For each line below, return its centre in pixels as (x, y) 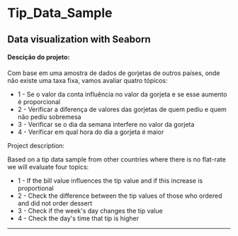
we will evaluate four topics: (48, 167)
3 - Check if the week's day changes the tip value (90, 210)
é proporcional (39, 101)
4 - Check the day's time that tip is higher (78, 218)
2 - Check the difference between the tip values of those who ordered (120, 196)
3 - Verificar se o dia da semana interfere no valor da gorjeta (106, 124)
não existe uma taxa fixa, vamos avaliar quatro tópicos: (87, 80)
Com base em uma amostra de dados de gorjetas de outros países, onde (114, 73)
